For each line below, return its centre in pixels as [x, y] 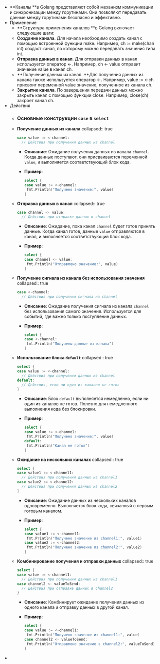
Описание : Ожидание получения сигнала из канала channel [87, 306]
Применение [23, 22]
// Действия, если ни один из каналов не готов [71, 385]
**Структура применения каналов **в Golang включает [76, 28]
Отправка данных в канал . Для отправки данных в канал [77, 59]
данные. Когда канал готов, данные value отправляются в [84, 231]
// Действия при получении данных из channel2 [69, 487]
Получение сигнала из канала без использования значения [81, 278]
